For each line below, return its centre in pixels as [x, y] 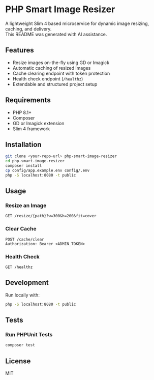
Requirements [28, 100]
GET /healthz [19, 267]
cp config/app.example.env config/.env [48, 170]
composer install [24, 166]
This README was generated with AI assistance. [56, 34]
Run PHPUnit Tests [29, 335]
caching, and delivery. [28, 28]
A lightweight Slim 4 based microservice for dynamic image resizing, [77, 23]
